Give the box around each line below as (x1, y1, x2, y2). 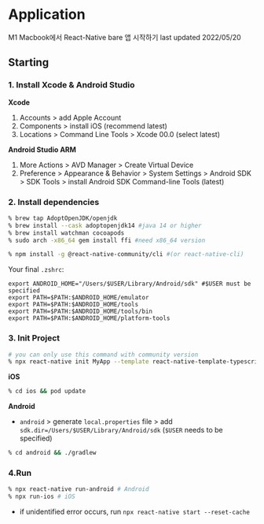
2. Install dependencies (8, 196, 100, 207)
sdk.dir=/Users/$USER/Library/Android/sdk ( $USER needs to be (19, 426, 223, 435)
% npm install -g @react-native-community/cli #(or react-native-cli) (8, 251, 244, 258)
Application (8, 6, 86, 24)
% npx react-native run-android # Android (8, 485, 149, 493)
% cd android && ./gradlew (8, 449, 97, 457)
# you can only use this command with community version (8, 351, 199, 359)
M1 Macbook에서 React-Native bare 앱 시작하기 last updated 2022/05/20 (8, 32, 241, 42)
